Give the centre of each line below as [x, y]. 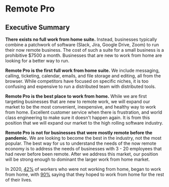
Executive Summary [38, 27]
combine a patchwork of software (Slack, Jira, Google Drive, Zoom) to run [82, 45]
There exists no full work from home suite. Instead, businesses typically [81, 39]
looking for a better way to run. [37, 61]
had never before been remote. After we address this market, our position [82, 154]
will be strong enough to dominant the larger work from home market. [78, 159]
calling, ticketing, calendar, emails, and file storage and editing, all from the [83, 76]
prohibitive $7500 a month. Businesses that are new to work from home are [84, 55]
